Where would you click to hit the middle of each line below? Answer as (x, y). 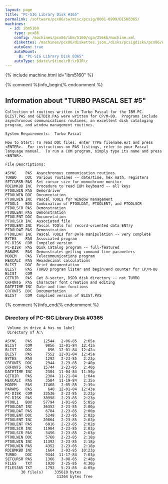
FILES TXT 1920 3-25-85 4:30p (50, 464)
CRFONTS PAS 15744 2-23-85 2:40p (50, 368)
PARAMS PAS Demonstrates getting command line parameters (70, 252)
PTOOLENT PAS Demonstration (35, 213)
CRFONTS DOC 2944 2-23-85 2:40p (50, 363)
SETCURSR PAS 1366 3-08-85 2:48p (50, 459)
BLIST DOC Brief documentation (42, 265)
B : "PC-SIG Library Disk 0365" (51, 56)
